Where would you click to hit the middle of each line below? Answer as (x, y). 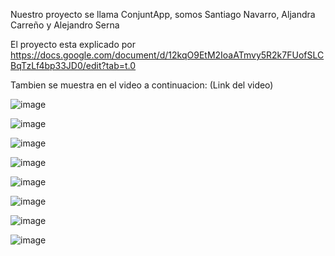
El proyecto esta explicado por (73, 44)
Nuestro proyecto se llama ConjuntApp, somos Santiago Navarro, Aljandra (163, 14)
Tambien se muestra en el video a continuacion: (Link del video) (142, 85)
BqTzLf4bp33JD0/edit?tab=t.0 (73, 65)
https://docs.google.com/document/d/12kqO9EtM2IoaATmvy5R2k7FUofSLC (167, 55)
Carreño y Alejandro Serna (65, 25)
